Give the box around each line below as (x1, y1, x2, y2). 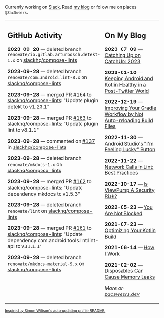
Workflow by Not (104, 110, 143, 117)
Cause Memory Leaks (104, 273, 155, 280)
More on (104, 284, 124, 291)
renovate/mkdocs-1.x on (7, 161, 62, 168)
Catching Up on (104, 51, 141, 58)
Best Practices (104, 169, 138, 176)
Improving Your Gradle (104, 104, 157, 111)
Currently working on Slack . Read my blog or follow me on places (5, 4, 137, 10)
